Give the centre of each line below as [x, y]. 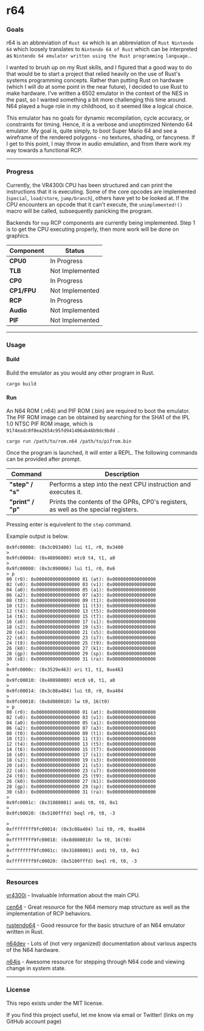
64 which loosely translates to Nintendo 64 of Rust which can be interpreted [102, 49]
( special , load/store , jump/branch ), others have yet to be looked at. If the [98, 198]
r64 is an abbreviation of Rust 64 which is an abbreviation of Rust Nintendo [100, 43]
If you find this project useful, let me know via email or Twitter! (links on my [100, 1015]
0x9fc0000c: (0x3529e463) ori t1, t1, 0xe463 [65, 670]
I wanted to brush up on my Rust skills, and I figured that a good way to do [99, 67]
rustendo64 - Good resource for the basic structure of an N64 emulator [96, 925]
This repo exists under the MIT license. [55, 1003]
